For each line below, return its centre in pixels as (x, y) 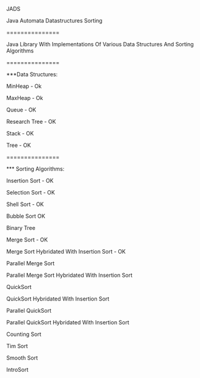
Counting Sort (24, 334)
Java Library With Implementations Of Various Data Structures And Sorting (100, 44)
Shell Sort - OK (25, 204)
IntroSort (17, 369)
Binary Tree (21, 228)
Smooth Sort (22, 358)
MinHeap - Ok (24, 86)
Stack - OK (20, 133)
